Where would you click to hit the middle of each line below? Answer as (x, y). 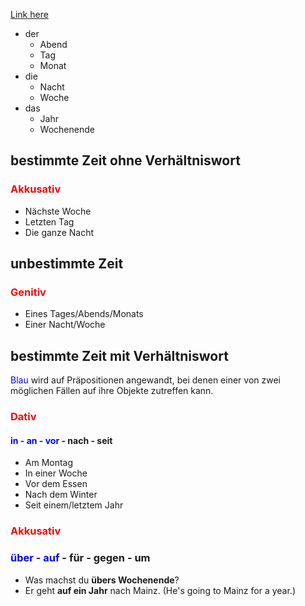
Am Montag (49, 463)
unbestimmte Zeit (67, 264)
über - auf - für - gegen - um (80, 558)
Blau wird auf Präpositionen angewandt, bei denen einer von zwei (145, 380)
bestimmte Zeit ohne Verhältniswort (125, 160)
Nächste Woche (58, 211)
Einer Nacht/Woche (65, 325)
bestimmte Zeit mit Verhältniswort (119, 355)
